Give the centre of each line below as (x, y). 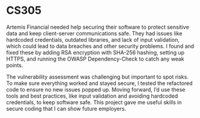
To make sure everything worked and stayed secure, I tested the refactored (100, 83)
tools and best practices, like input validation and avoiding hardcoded (92, 96)
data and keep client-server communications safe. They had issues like (94, 33)
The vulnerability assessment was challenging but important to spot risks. (98, 77)
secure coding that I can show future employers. (66, 108)
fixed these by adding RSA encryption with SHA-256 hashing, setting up (95, 52)
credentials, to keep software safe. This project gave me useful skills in (94, 102)
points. (15, 65)
